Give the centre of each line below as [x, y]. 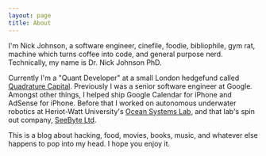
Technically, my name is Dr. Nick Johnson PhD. [85, 62]
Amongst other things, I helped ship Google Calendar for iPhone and [120, 94]
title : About [30, 23]
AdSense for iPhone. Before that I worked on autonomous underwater [122, 103]
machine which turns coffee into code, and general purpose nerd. [116, 54]
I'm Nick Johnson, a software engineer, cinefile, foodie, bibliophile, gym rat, [132, 45]
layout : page [30, 15]
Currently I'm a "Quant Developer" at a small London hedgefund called [124, 78]
